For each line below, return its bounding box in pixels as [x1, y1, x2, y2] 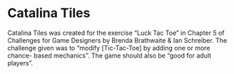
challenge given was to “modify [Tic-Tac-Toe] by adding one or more [7, 43, 210, 52]
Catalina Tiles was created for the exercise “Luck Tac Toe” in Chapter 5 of [7, 28, 225, 37]
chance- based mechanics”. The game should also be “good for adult [7, 51, 212, 60]
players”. [7, 58, 34, 67]
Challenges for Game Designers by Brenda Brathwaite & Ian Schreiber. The [7, 36, 228, 44]
